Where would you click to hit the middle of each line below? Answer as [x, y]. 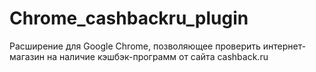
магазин [27, 56]
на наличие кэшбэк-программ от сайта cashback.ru [157, 56]
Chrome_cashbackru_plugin [129, 18]
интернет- [284, 46]
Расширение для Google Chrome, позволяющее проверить [135, 46]
